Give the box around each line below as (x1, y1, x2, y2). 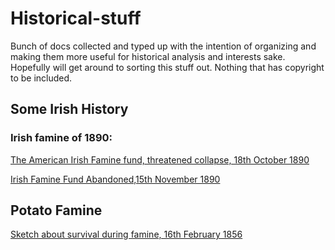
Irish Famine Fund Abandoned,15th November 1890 (10, 173, 221, 185)
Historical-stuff (10, 7, 142, 30)
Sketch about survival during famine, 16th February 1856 (10, 228, 243, 241)
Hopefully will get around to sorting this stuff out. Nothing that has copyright (10, 61, 325, 73)
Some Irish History (10, 101, 129, 118)
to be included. (10, 72, 73, 84)
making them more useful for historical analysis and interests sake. (10, 50, 286, 62)
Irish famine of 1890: (10, 131, 113, 145)
